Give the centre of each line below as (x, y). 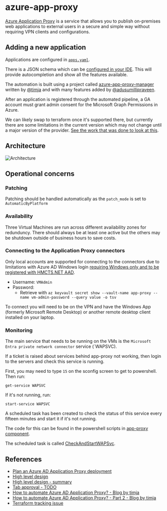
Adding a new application (46, 47)
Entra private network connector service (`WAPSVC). (61, 346)
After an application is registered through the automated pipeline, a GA (78, 99)
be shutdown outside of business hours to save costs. (61, 238)
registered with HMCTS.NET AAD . (40, 272)
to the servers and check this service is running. (55, 361)
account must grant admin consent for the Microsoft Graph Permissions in (81, 105)
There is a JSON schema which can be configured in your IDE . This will (78, 69)
